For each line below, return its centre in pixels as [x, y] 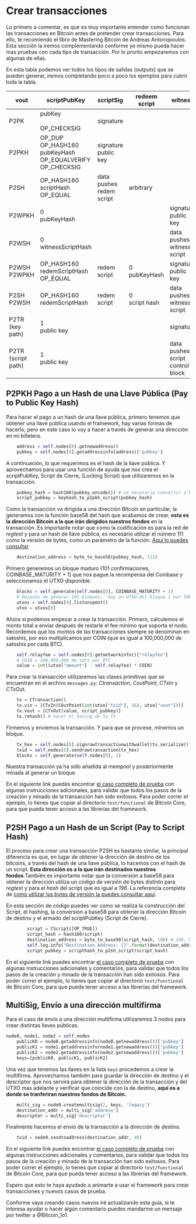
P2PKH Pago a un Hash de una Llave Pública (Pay [97, 394]
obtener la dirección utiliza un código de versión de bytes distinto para [91, 882]
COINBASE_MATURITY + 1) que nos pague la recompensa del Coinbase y [94, 575]
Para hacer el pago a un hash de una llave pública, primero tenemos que [93, 417]
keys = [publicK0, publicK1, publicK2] [62, 1058]
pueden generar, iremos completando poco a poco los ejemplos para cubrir [97, 76]
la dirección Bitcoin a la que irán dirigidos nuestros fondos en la [85, 521]
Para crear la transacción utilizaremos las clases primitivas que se [85, 677]
